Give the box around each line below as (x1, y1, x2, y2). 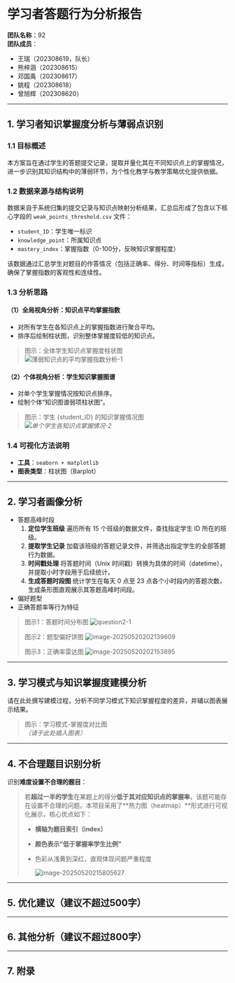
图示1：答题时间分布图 (24, 618, 89, 626)
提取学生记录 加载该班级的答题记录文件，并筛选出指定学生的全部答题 (27, 542, 226, 550)
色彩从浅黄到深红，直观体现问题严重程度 (34, 854, 152, 863)
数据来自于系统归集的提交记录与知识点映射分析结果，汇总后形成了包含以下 (7, 203, 222, 212)
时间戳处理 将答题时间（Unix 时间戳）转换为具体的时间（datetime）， (27, 559, 226, 568)
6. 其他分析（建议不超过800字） (7, 931, 147, 943)
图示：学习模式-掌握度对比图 (24, 720, 108, 729)
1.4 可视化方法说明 (7, 441, 70, 451)
